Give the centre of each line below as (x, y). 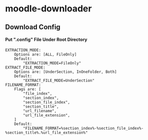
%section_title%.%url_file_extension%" (47, 133)
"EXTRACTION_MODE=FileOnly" (52, 63)
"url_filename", (40, 111)
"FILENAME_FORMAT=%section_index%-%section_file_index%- (83, 128)
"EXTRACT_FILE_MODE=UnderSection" (59, 80)
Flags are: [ (28, 89)
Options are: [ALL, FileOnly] (46, 54)
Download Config (33, 27)
